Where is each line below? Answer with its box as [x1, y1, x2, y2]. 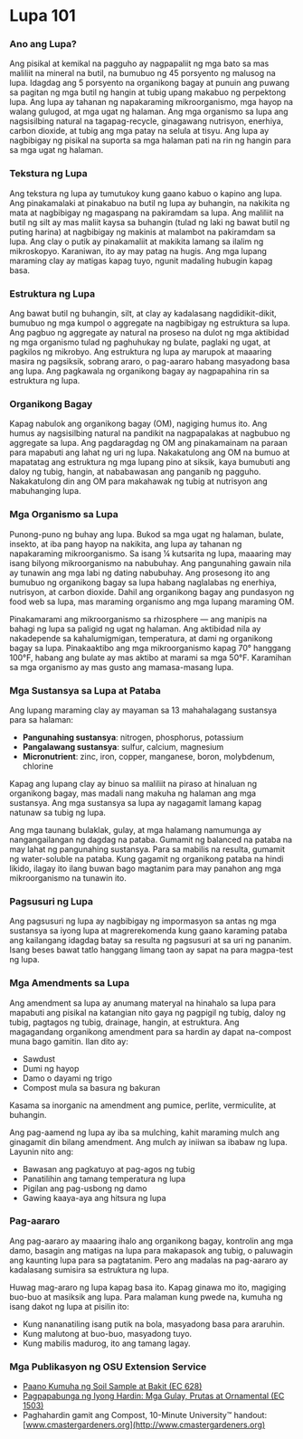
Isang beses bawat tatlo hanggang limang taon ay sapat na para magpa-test [9, 944, 294, 955]
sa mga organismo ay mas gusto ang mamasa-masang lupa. [9, 661, 234, 672]
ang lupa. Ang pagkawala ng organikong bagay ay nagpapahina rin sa [9, 365, 270, 376]
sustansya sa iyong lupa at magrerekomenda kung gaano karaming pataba [9, 925, 288, 936]
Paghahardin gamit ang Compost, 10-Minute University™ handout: [22, 1410, 268, 1421]
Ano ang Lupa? [9, 38, 77, 51]
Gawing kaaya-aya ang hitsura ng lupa [22, 1192, 166, 1203]
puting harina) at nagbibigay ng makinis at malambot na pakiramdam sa [9, 226, 276, 237]
